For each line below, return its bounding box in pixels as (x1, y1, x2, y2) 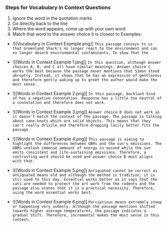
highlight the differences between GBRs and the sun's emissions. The (12, 141, 162, 146)
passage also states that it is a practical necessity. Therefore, (12, 186, 155, 191)
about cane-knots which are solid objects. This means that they (12, 118, 151, 123)
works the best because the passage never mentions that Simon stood (12, 69, 160, 74)
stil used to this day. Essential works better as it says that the (12, 177, 158, 182)
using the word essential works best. (12, 190, 93, 195)
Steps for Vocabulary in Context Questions (5, 4, 111, 11)
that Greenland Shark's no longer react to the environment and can (12, 46, 158, 51)
